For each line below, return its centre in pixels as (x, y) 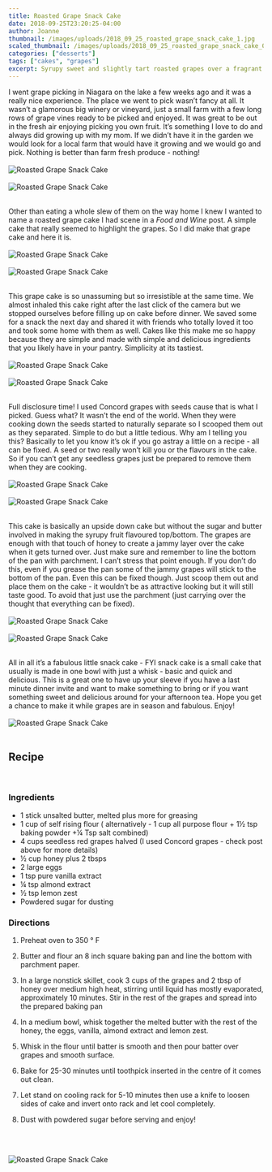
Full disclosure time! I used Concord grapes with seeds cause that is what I (133, 406)
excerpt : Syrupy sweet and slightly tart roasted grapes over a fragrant (136, 69)
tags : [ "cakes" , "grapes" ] (54, 62)
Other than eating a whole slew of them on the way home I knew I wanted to (135, 211)
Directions (29, 923)
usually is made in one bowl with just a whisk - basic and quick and (120, 671)
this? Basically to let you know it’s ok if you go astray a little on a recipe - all (134, 441)
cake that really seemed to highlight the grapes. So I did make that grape (130, 228)
